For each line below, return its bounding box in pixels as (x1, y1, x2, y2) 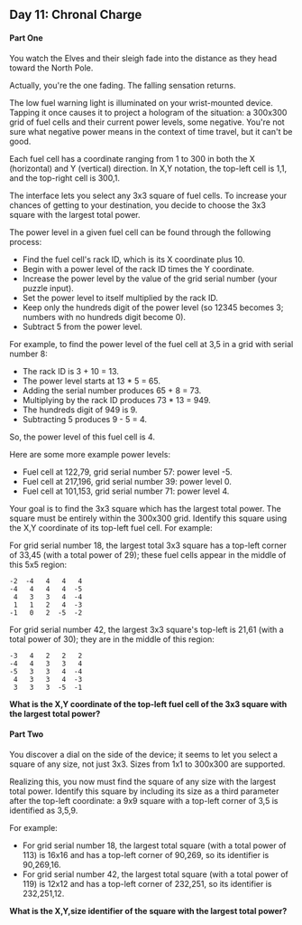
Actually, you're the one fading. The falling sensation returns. (9, 80, 236, 90)
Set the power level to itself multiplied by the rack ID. (22, 292, 218, 303)
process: (9, 236, 42, 247)
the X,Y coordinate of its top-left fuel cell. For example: (9, 522, 214, 533)
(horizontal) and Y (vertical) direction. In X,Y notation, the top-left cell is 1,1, (9, 163, 288, 174)
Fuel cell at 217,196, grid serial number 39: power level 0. (22, 476, 233, 486)
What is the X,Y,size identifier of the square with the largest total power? (9, 905, 288, 916)
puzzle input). (22, 282, 74, 293)
